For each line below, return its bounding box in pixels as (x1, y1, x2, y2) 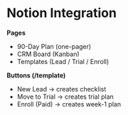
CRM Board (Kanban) (16, 50, 80, 58)
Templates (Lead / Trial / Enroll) (16, 57, 110, 65)
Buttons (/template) (6, 71, 66, 80)
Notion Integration (6, 5, 117, 21)
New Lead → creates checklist (16, 84, 107, 93)
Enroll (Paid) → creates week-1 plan (16, 99, 122, 108)
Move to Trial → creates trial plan (16, 92, 114, 101)
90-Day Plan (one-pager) (16, 42, 92, 50)
